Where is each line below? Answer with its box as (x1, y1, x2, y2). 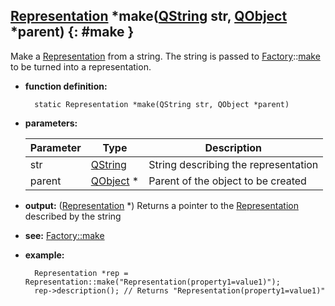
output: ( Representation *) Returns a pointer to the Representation (24, 199, 299, 211)
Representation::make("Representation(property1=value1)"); (24, 277, 281, 287)
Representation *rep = (34, 268, 129, 278)
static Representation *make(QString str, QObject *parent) (34, 99, 290, 109)
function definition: (24, 80, 108, 92)
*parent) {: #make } (10, 24, 135, 41)
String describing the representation (148, 157, 319, 171)
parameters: (24, 117, 78, 129)
